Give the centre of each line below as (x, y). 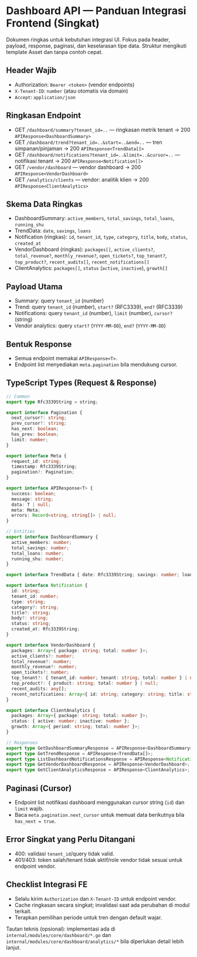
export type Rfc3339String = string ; (52, 402)
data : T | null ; (31, 505)
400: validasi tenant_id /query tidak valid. (64, 853)
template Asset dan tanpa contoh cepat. (55, 52)
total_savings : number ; (40, 548)
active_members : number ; (42, 542)
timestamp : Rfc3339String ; (44, 467)
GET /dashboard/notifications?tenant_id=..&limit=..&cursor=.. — (97, 154)
